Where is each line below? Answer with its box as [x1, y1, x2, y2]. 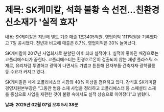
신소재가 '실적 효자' [5, 17, 78, 28]
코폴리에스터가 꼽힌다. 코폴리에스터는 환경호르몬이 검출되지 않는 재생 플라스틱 [5, 56, 153, 62]
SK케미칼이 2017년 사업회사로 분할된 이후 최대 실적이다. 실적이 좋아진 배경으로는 [5, 50, 159, 56]
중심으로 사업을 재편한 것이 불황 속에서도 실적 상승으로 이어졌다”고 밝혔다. [10, 91, 151, 97]
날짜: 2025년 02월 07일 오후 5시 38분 [5, 101, 78, 108]
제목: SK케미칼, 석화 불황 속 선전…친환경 [5, 4, 160, 16]
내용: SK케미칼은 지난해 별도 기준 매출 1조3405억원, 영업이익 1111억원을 [5, 34, 141, 40]
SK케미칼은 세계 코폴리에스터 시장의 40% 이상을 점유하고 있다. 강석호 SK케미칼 [5, 79, 157, 85]
